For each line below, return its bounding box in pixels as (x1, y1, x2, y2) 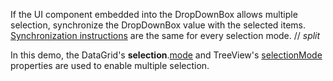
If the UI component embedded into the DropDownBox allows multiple (10, 9, 298, 20)
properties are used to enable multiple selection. (10, 60, 210, 71)
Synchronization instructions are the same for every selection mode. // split (10, 30, 321, 41)
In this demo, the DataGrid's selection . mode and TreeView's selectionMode (10, 49, 323, 61)
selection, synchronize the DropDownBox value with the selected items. (10, 19, 307, 31)
